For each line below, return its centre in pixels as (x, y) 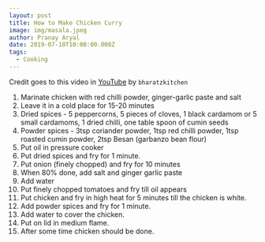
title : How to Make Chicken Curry (66, 23)
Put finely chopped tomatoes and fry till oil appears (104, 189)
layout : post (30, 15)
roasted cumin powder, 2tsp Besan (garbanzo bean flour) (114, 139)
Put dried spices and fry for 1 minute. (80, 155)
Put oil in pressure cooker (62, 147)
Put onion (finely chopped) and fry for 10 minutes (100, 164)
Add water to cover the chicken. (72, 214)
